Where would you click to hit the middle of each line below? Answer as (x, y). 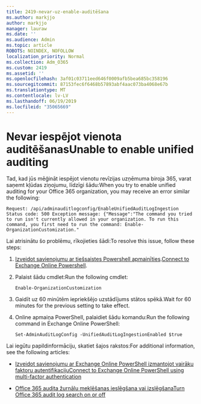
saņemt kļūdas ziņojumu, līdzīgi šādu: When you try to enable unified (91, 185)
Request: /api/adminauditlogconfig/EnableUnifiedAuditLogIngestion (93, 209)
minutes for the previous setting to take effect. (73, 306)
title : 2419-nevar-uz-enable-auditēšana (58, 12)
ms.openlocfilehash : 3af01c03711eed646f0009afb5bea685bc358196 (87, 79)
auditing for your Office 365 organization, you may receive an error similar (98, 191)
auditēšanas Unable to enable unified (100, 149)
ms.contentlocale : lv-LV (37, 96)
